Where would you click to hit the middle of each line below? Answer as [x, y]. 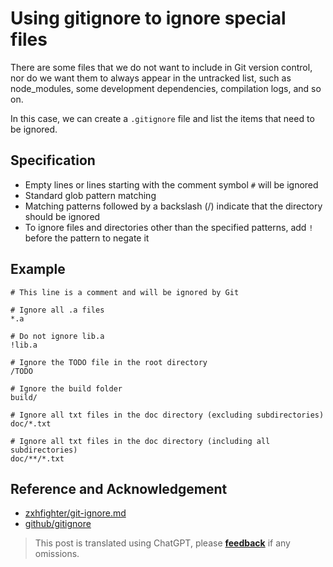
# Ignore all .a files [57, 310]
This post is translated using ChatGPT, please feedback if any [162, 543]
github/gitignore [58, 524]
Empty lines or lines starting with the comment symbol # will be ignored [171, 184]
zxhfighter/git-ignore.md [75, 513]
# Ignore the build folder [66, 388]
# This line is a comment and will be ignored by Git [125, 292]
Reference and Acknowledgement [119, 488]
